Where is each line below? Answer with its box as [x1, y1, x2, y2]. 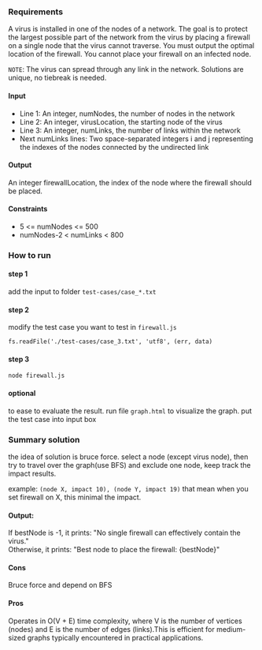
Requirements [8, 6, 64, 17]
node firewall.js [8, 372, 65, 380]
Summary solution [8, 434, 80, 445]
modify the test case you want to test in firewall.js [8, 323, 177, 332]
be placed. [8, 186, 43, 196]
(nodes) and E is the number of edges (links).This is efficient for [8, 624, 215, 633]
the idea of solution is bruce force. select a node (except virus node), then [8, 452, 249, 461]
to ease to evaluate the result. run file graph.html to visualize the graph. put [8, 405, 253, 416]
